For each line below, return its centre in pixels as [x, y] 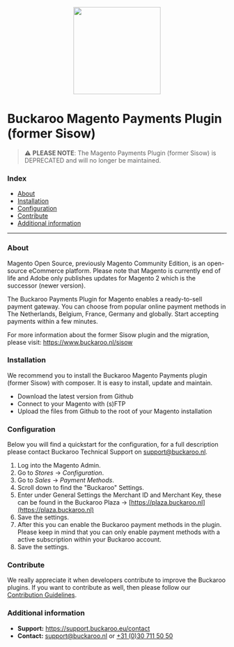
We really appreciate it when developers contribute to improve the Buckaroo [117, 580]
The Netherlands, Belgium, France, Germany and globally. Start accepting [113, 313]
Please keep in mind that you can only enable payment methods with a [119, 532]
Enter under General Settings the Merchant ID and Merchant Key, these [119, 495]
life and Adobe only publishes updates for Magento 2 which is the [102, 278]
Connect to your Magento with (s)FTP [71, 403]
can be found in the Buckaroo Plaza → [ [74, 503]
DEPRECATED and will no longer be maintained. [93, 160]
